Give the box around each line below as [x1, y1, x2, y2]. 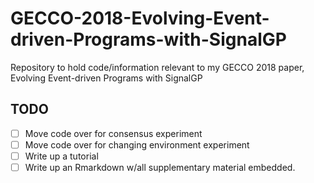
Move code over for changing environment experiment [24, 138, 250, 151]
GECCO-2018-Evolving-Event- [10, 7, 270, 30]
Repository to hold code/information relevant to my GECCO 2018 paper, [10, 61, 305, 73]
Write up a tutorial [24, 150, 99, 162]
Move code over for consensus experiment [24, 127, 203, 139]
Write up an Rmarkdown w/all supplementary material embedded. [24, 161, 296, 173]
